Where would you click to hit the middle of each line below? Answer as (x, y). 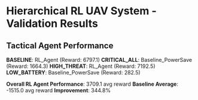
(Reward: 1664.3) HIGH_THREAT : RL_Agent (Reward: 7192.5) (81, 66)
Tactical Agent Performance (60, 46)
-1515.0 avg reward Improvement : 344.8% (59, 90)
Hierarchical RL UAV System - (81, 11)
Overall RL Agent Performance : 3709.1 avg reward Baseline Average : (92, 84)
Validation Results (52, 24)
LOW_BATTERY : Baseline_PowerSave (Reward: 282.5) (73, 72)
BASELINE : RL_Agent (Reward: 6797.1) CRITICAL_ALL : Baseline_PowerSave (99, 60)
